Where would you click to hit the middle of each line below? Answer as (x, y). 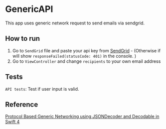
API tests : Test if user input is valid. (42, 89)
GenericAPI (29, 9)
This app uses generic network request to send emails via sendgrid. (75, 23)
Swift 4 (12, 122)
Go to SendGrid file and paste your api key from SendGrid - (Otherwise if (86, 50)
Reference (22, 104)
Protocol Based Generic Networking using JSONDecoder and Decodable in (82, 117)
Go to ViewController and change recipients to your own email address (86, 61)
